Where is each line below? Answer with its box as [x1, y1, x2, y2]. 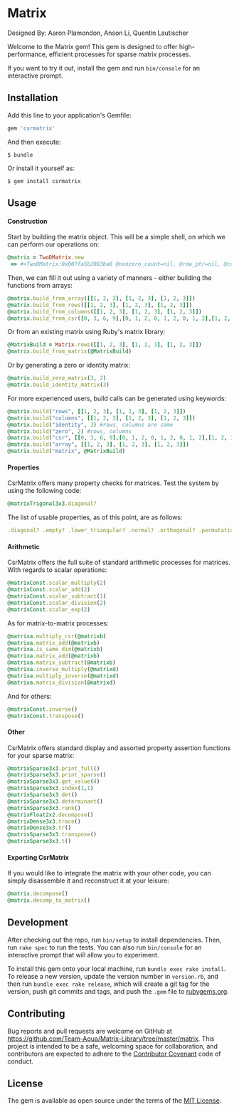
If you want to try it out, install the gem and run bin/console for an [7, 63, 201, 72]
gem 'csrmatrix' [7, 125, 55, 132]
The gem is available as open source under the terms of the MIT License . [7, 1096, 222, 1105]
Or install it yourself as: [7, 164, 75, 172]
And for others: [7, 692, 52, 700]
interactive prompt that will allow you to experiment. [7, 950, 159, 959]
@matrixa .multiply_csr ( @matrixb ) [7, 633, 107, 640]
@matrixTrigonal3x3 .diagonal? [7, 500, 97, 507]
